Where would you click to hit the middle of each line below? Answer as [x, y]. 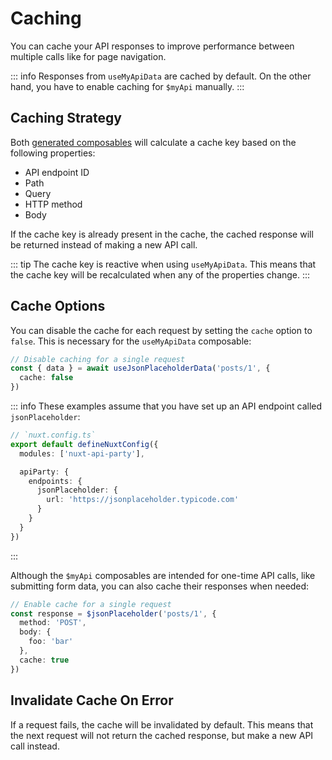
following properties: [53, 153]
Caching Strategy [66, 118]
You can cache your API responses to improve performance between [152, 46]
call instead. [35, 746]
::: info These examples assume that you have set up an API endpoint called [166, 406]
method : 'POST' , [53, 623]
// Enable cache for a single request [91, 604]
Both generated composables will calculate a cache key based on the [153, 142]
